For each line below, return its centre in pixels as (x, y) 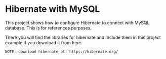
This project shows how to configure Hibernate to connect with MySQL (77, 23)
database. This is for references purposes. (48, 28)
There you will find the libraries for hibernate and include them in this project (83, 37)
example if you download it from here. (44, 42)
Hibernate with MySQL (53, 9)
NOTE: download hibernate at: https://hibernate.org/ (62, 52)
